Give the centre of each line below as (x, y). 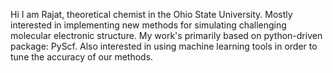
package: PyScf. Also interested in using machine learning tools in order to (164, 46)
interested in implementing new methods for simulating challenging (148, 25)
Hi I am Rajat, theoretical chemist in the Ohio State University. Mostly (151, 14)
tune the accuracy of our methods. (82, 57)
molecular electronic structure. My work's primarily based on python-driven (166, 35)
